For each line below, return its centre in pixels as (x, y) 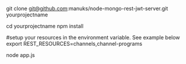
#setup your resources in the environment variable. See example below (93, 37)
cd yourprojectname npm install (45, 26)
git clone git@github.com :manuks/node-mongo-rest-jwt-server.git (87, 9)
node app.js (21, 55)
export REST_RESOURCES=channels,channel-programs (74, 44)
